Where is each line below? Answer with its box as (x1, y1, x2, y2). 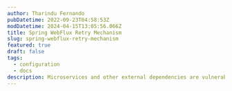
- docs (13, 67, 32, 74)
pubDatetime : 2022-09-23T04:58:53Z (7, 16, 110, 23)
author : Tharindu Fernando (7, 10, 85, 17)
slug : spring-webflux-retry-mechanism (7, 36, 119, 42)
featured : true (7, 42, 51, 49)
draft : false (7, 49, 45, 55)
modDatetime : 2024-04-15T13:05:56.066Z (7, 23, 122, 29)
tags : (7, 55, 23, 62)
